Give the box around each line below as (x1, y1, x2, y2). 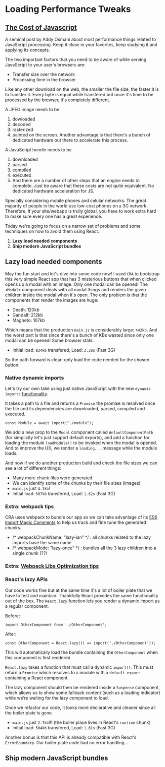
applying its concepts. (5, 47, 50, 53)
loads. (5, 450, 18, 456)
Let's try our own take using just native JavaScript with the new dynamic (5, 385, 151, 391)
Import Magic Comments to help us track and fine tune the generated (5, 519, 147, 525)
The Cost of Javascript (5, 23, 77, 32)
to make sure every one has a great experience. (5, 213, 103, 219)
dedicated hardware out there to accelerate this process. (12, 137, 128, 143)
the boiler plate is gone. (5, 709, 53, 715)
